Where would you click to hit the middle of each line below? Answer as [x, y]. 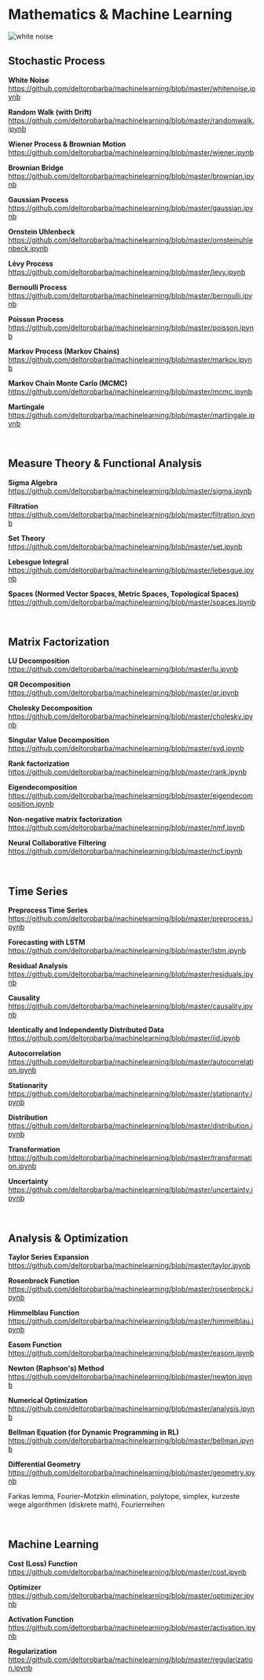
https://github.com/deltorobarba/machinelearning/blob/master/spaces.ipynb [132, 602]
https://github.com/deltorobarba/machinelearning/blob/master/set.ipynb [125, 546]
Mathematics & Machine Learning [121, 15]
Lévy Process [31, 263]
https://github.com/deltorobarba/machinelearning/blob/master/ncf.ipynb [126, 851]
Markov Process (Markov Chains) [64, 351]
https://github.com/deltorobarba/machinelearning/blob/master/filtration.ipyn [132, 514]
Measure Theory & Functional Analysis [105, 463]
